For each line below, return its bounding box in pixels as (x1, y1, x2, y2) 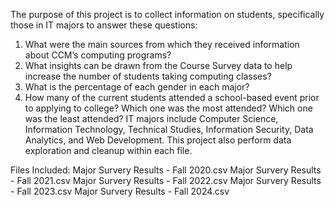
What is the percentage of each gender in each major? (24, 81, 250, 93)
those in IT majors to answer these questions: (10, 19, 198, 31)
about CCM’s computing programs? (24, 49, 172, 61)
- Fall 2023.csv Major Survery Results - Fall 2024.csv (10, 185, 230, 197)
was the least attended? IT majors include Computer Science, (24, 113, 279, 124)
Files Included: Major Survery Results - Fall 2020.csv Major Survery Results (10, 164, 322, 176)
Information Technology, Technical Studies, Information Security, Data (24, 124, 314, 135)
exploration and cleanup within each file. (24, 145, 193, 156)
